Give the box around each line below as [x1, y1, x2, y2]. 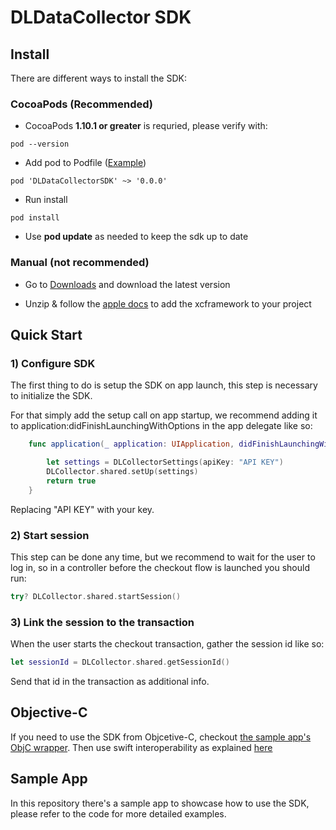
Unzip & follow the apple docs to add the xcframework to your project [24, 297, 312, 310]
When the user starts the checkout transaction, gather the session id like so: [10, 638, 325, 650]
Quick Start [10, 326, 83, 343]
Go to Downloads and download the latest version [24, 278, 231, 290]
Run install [24, 194, 68, 206]
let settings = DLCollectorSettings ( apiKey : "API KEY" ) [46, 457, 284, 468]
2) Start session [10, 528, 90, 542]
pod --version [10, 139, 70, 150]
